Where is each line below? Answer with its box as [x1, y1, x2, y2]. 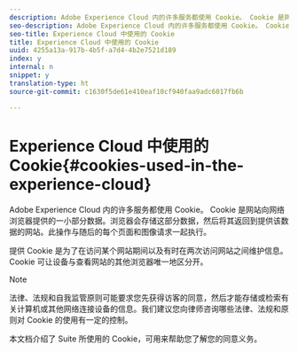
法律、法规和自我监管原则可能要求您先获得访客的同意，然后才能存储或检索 [9, 293, 281, 303]
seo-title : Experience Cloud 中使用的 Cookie [9, 29, 176, 38]
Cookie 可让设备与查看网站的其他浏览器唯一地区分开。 [9, 256, 208, 267]
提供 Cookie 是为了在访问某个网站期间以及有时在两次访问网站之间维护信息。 [9, 246, 288, 256]
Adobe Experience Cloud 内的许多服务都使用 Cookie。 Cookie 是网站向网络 [9, 205, 286, 215]
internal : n [9, 63, 53, 72]
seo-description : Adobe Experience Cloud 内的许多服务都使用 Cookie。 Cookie [9, 21, 290, 30]
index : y [9, 54, 42, 63]
